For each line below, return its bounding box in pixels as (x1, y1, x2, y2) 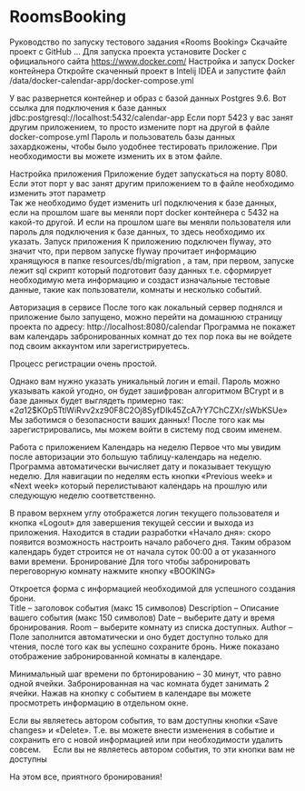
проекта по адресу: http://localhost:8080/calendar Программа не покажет (9, 321, 296, 332)
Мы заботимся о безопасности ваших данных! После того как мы (9, 414, 265, 425)
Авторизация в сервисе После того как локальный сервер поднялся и (9, 302, 283, 313)
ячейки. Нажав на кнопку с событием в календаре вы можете (9, 687, 251, 698)
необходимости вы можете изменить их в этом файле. (9, 150, 222, 161)
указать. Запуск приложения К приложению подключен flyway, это (9, 235, 272, 246)
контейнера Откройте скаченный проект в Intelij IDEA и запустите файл (9, 65, 286, 76)
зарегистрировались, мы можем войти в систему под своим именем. (9, 424, 282, 435)
